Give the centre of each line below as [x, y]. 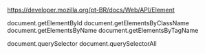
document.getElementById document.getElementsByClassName [98, 23]
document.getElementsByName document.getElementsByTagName [103, 30]
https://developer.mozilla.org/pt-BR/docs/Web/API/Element [91, 10]
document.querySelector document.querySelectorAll [82, 43]
